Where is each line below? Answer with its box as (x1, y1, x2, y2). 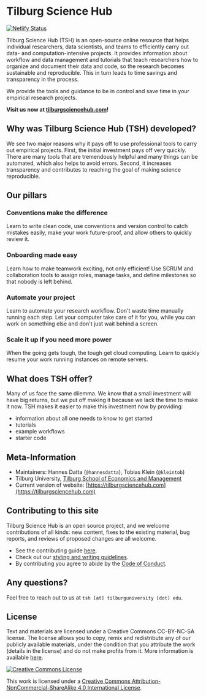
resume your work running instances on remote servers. (6, 356, 148, 363)
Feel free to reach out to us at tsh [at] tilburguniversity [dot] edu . (6, 593, 183, 601)
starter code (15, 434, 47, 442)
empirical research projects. (6, 94, 77, 101)
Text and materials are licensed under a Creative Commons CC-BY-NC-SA (6, 628, 195, 635)
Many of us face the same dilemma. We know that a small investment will (6, 390, 191, 397)
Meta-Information (6, 452, 77, 462)
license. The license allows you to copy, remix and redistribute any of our (6, 634, 191, 642)
